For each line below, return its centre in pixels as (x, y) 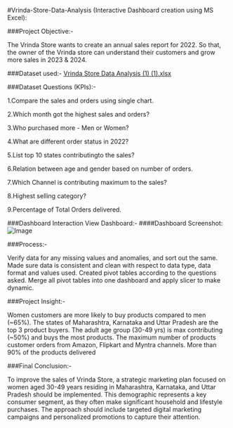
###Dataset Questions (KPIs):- (52, 87)
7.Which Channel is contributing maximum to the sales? (87, 182)
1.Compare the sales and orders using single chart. (81, 100)
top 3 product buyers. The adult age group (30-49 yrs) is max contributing (115, 330)
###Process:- (27, 244)
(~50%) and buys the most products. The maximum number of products (112, 337)
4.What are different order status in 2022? (68, 141)
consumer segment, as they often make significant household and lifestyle (115, 402)
